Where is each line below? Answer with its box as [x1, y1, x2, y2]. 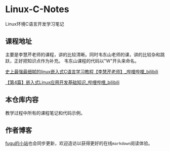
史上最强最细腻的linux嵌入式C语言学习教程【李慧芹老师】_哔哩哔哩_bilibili [5, 68, 158, 74]
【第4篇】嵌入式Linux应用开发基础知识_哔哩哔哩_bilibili [5, 79, 120, 85]
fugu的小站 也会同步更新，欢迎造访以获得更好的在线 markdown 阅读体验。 [5, 140, 153, 146]
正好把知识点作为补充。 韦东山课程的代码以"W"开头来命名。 [14, 58, 139, 64]
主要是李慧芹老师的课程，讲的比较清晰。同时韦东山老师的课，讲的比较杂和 [5, 52, 160, 58]
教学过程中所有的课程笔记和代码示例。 [5, 110, 85, 116]
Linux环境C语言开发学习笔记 [5, 21, 64, 27]
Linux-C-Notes [5, 4, 69, 15]
